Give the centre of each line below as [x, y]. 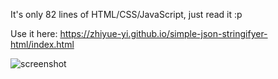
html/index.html [42, 44]
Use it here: [34, 33]
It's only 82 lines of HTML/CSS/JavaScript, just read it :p [126, 14]
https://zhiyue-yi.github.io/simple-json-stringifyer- [163, 33]
